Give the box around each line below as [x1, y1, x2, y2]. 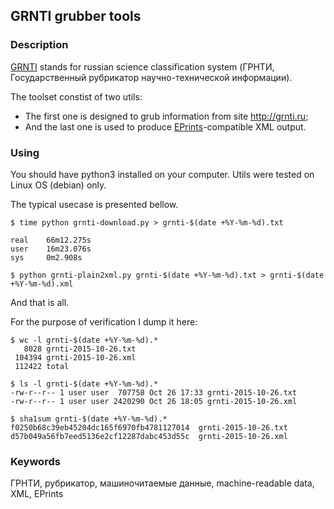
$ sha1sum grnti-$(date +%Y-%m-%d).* [10, 414, 168, 424]
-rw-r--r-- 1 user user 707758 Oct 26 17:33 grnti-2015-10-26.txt [10, 387, 298, 398]
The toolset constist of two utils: [10, 90, 143, 103]
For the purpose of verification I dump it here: [10, 315, 198, 328]
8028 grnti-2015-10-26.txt [23, 344, 137, 354]
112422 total [14, 361, 70, 371]
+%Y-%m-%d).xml [10, 279, 74, 289]
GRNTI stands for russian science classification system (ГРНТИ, [10, 60, 275, 73]
